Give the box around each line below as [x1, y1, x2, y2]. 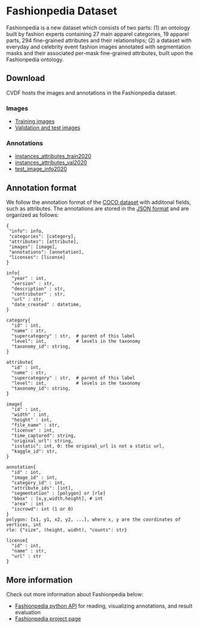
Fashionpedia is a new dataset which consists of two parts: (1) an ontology [6, 24, 191, 31]
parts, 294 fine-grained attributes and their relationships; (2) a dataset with [6, 37, 192, 44]
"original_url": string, [11, 438, 74, 444]
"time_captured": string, [11, 433, 77, 439]
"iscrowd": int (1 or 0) [11, 506, 74, 512]
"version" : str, [11, 280, 55, 287]
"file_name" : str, [11, 422, 61, 428]
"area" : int [11, 501, 44, 507]
